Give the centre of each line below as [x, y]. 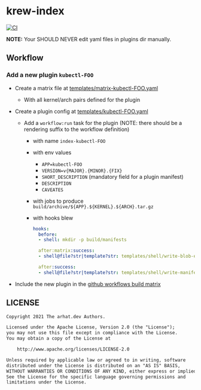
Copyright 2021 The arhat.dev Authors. [56, 316]
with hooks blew [53, 218]
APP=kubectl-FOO [62, 164]
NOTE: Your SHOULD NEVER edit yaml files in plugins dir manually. [89, 39]
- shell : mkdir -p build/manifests [83, 240]
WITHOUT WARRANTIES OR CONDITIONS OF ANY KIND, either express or [91, 371]
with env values [52, 152]
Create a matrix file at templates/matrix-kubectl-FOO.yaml [86, 88]
